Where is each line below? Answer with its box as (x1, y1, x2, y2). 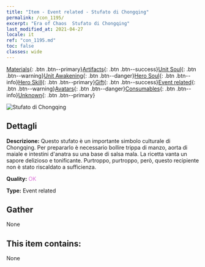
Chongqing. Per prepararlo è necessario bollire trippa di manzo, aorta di (6, 144, 188, 151)
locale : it (6, 32, 34, 38)
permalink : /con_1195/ (6, 15, 64, 21)
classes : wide (6, 49, 43, 55)
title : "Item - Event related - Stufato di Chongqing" (6, 9, 149, 15)
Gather (6, 204, 34, 214)
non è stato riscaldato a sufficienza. (6, 163, 97, 170)
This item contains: (6, 238, 81, 249)
